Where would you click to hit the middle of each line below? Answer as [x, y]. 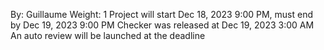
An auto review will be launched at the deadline [108, 35]
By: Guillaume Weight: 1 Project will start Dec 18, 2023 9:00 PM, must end [162, 14]
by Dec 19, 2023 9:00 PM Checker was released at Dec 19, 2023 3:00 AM [162, 25]
